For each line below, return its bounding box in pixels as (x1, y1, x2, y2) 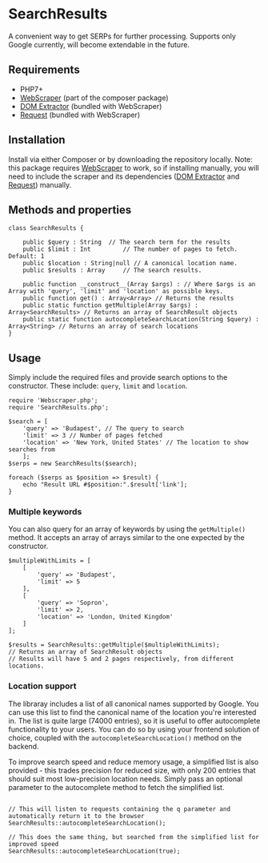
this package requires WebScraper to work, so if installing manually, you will (8, 163, 259, 172)
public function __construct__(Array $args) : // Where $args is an (22, 280, 256, 288)
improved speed (8, 840, 59, 848)
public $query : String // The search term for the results (22, 238, 230, 247)
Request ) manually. (8, 179, 72, 189)
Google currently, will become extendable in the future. (8, 39, 190, 49)
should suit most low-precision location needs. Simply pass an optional (8, 774, 242, 784)
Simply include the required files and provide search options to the (8, 373, 228, 382)
